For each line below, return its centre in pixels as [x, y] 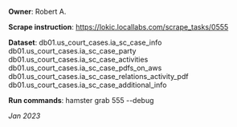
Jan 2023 [25, 116]
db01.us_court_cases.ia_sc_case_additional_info [88, 85]
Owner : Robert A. [37, 12]
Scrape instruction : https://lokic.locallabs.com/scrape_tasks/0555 [118, 27]
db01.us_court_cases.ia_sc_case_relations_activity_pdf [98, 76]
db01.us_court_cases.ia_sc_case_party [72, 51]
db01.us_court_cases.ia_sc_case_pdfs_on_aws [85, 68]
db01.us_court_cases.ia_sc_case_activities [78, 60]
